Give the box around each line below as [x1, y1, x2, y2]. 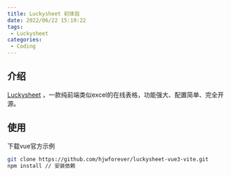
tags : [7, 23, 23, 30]
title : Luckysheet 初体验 [7, 10, 80, 18]
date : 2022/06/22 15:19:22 [7, 17, 86, 24]
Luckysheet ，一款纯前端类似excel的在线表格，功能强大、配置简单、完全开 [7, 90, 224, 99]
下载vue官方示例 [7, 142, 55, 150]
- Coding [10, 43, 37, 50]
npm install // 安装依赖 [7, 162, 76, 169]
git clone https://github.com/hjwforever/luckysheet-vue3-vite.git [7, 156, 209, 163]
